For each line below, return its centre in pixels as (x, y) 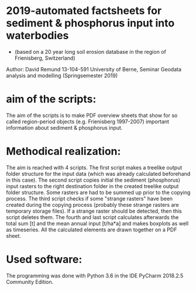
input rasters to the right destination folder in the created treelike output (92, 186)
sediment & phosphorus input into (90, 23)
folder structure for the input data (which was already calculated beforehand (98, 174)
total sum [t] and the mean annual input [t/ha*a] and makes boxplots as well (97, 223)
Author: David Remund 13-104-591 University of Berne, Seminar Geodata (94, 69)
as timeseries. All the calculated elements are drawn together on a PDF (92, 230)
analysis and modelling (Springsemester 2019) (62, 75)
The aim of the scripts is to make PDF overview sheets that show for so (92, 115)
